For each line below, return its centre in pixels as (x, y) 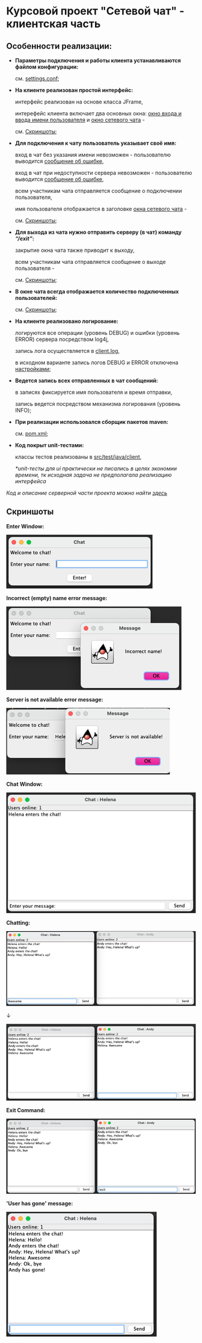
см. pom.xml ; (32, 433)
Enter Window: (25, 526)
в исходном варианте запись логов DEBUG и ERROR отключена (96, 363)
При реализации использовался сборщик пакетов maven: (92, 422)
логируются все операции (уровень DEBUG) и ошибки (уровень (97, 333)
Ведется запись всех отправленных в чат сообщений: (86, 381)
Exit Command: (26, 1110)
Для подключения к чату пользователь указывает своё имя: (96, 143)
